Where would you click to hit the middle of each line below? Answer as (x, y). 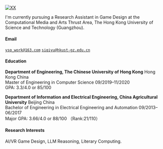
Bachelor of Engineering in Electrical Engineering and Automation (71, 108)
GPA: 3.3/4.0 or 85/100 (28, 88)
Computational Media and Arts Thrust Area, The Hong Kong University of (79, 22)
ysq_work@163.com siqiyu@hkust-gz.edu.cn (48, 50)
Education (16, 61)
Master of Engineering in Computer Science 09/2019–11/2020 (67, 82)
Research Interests (25, 130)
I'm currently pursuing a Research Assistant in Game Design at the (72, 17)
